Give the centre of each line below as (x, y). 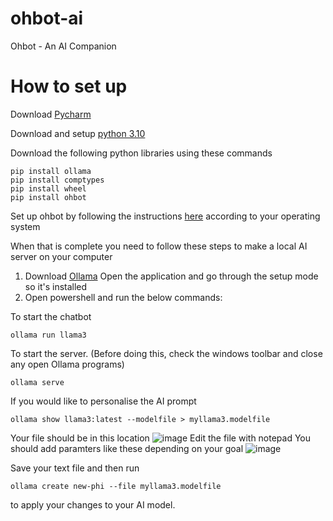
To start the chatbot (51, 316)
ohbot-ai (47, 18)
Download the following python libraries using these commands (141, 153)
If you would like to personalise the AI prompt (103, 401)
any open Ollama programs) (67, 364)
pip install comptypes (57, 180)
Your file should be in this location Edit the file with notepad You (161, 438)
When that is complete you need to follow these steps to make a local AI (159, 246)
